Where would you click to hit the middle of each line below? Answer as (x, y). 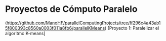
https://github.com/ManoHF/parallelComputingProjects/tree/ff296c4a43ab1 (84, 23)
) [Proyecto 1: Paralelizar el (132, 28)
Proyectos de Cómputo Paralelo (71, 9)
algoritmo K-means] (25, 33)
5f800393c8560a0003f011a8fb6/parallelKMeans (55, 28)
